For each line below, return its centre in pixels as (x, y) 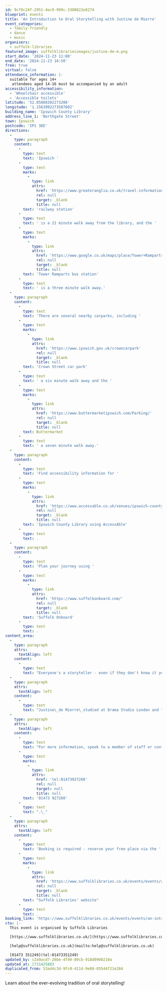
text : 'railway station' (49, 209)
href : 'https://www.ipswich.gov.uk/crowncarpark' (89, 348)
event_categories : (24, 24)
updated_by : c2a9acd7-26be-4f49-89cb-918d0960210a (59, 960)
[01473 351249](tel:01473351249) (44, 955)
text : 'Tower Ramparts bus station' (61, 274)
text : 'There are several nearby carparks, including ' (82, 316)
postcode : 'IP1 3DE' (27, 126)
